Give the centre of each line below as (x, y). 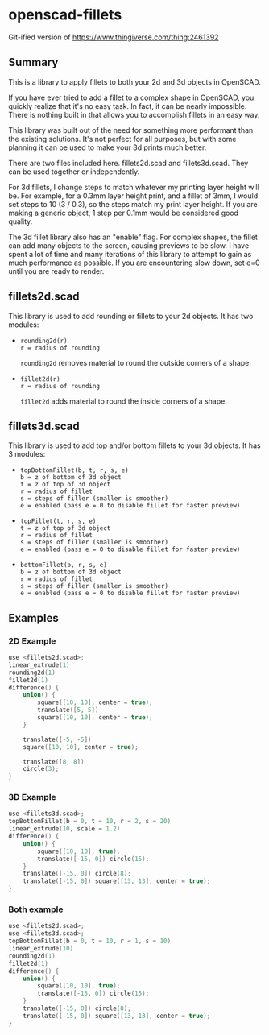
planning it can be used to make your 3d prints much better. (108, 147)
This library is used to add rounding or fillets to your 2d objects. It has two (131, 316)
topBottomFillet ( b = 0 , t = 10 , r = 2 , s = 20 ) (90, 822)
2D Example (32, 640)
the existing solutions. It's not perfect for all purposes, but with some (122, 139)
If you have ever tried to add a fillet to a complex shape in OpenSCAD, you (131, 97)
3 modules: (27, 454)
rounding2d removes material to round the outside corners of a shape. (136, 362)
